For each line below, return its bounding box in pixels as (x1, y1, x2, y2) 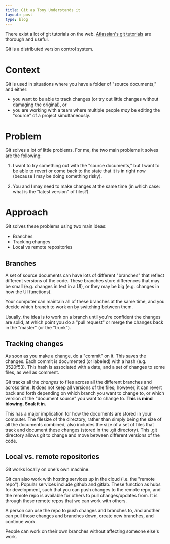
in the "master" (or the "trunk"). (5, 325, 71, 330)
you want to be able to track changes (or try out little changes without (12, 96, 159, 102)
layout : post (5, 12, 33, 17)
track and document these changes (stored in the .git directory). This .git (5, 427, 157, 433)
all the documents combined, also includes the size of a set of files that (5, 421, 154, 427)
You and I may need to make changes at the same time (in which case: (12, 183, 160, 189)
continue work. (5, 518, 37, 524)
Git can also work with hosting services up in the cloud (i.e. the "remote (5, 476, 155, 482)
